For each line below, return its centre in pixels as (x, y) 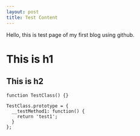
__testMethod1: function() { (48, 111)
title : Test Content (32, 18)
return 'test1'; (38, 116)
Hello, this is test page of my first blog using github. (70, 34)
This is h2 (25, 81)
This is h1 (30, 59)
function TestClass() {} (37, 95)
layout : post (23, 12)
